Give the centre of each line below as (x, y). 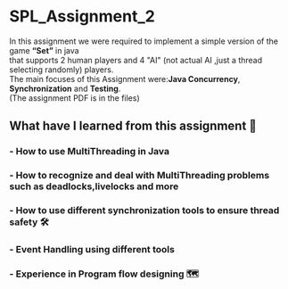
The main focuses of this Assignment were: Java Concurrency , (125, 78)
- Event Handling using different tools (92, 250)
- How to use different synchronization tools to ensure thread (144, 211)
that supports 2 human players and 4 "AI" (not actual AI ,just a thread (136, 60)
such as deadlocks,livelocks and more (94, 186)
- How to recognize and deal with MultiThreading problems (140, 176)
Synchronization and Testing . (65, 88)
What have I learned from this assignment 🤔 (133, 126)
